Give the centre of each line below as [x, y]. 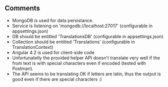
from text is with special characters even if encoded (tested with [79, 63]
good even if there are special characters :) [57, 79]
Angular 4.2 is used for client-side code [53, 52]
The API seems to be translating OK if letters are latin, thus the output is [86, 74]
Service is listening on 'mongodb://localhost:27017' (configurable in [82, 26]
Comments [22, 8]
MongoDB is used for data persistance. [53, 20]
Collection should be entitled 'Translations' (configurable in [73, 42]
